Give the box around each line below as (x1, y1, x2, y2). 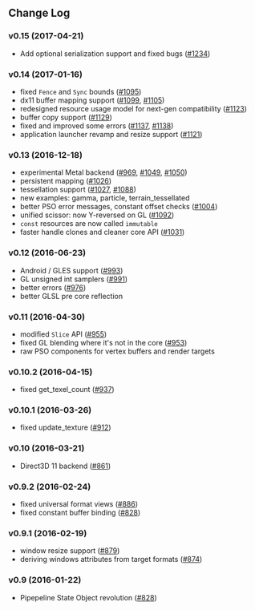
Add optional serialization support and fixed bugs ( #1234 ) (19, 48, 211, 59)
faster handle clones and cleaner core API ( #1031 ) (19, 228, 185, 237)
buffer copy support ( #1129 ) (19, 112, 112, 122)
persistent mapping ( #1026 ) (19, 176, 112, 186)
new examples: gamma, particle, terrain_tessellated (19, 193, 190, 203)
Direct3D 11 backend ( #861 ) (19, 461, 111, 471)
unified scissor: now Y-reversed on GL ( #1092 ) (19, 210, 175, 220)
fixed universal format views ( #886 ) (19, 499, 139, 509)
